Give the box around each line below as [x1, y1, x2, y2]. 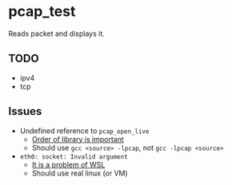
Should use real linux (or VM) [31, 168, 128, 178]
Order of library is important [31, 134, 124, 144]
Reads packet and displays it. [8, 29, 106, 38]
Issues [8, 104, 42, 118]
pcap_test [8, 2, 76, 21]
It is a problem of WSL [31, 159, 106, 169]
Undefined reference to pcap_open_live [19, 126, 150, 136]
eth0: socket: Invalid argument [19, 152, 128, 161]
